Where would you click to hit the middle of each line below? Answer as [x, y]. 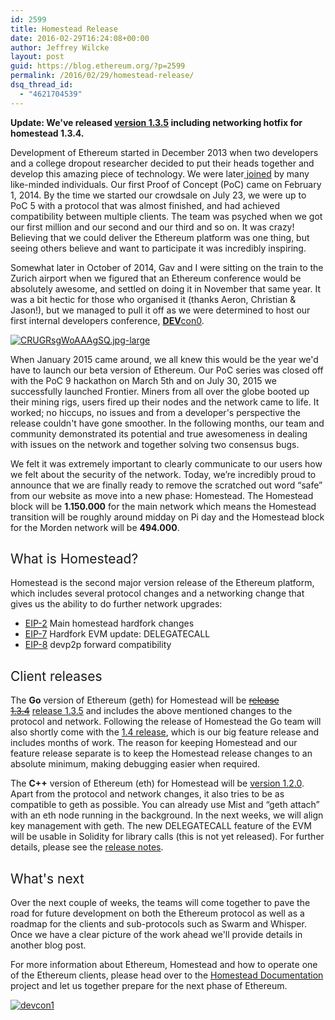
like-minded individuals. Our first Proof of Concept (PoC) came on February [166, 184]
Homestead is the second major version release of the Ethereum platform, [162, 583]
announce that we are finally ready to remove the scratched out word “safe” [166, 485]
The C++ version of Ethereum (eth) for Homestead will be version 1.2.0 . [157, 783]
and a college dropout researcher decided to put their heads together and [162, 163]
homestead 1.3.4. [47, 133]
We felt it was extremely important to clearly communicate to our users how [166, 463]
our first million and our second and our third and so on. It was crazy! [152, 227]
